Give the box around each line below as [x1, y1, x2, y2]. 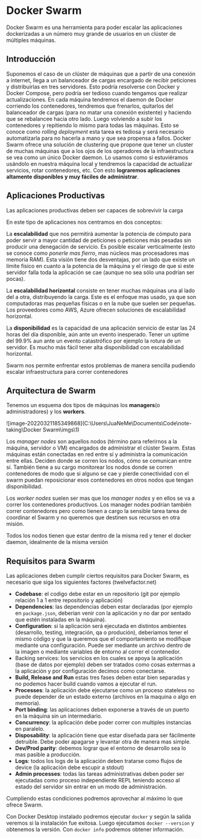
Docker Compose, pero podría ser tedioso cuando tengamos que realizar [6, 89, 188, 97]
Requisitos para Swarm [6, 556, 95, 566]
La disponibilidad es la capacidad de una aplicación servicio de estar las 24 [6, 324, 196, 332]
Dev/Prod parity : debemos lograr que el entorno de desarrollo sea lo [14, 745, 186, 752]
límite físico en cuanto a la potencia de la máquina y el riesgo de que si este [6, 262, 194, 269]
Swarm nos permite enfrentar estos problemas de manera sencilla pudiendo [6, 361, 195, 369]
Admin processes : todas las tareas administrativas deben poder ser [14, 770, 185, 777]
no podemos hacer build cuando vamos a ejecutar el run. [14, 680, 157, 687]
